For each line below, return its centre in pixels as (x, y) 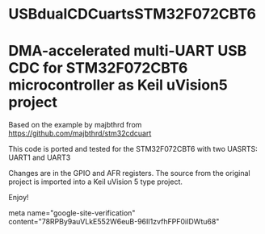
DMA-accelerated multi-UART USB (128, 51)
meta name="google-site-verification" (72, 213)
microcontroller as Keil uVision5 (118, 85)
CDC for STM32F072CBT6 (98, 68)
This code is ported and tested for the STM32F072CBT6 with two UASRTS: (133, 149)
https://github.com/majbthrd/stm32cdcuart (80, 133)
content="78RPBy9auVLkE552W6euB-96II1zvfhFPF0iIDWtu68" (114, 222)
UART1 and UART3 (40, 157)
